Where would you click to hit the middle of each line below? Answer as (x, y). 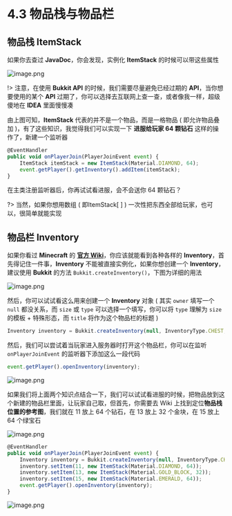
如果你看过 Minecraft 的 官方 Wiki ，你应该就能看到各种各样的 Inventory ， (113, 255)
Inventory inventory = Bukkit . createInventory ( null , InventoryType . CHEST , (117, 331)
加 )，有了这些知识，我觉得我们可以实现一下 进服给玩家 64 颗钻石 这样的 (110, 128)
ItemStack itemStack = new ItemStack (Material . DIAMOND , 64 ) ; (109, 163)
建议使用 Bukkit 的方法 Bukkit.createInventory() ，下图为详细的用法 (105, 273)
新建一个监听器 (46, 137)
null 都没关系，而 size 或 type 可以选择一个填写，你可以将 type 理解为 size (115, 309)
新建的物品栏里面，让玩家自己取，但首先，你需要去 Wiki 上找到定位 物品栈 (118, 403)
